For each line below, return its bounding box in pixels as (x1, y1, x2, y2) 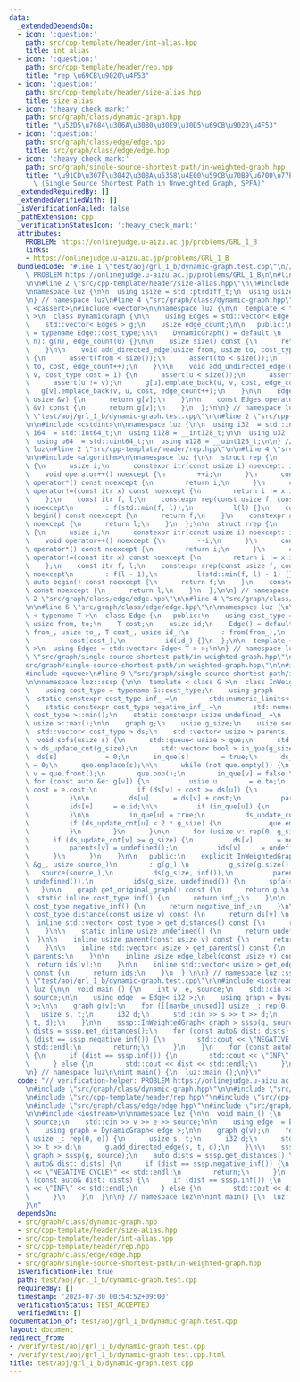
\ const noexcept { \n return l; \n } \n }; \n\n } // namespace (25, 586, 290, 595)
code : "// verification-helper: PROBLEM (17, 1076, 170, 1085)
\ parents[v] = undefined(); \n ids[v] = (25, 843, 266, 853)
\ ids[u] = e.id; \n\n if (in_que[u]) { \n (25, 802, 270, 811)
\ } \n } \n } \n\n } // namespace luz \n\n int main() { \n (25, 1193, 266, 1202)
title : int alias (25, 46, 90, 55)
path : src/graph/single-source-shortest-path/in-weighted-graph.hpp (25, 163, 286, 172)
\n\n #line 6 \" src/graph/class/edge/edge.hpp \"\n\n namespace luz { (25, 603, 281, 612)
